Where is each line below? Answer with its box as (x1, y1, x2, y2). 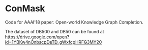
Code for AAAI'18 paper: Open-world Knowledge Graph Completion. (5, 19, 144, 25)
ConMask (5, 3, 45, 14)
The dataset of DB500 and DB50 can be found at (5, 28, 104, 34)
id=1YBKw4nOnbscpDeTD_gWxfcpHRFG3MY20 (5, 39, 102, 45)
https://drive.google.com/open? (5, 34, 70, 40)
